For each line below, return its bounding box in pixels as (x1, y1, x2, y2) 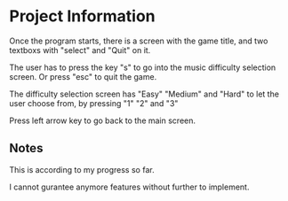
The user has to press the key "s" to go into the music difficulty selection (9, 62, 276, 73)
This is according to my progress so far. (9, 164, 155, 174)
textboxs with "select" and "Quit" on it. (9, 44, 151, 55)
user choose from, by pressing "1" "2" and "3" (9, 97, 179, 108)
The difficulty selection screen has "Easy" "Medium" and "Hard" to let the (9, 89, 280, 99)
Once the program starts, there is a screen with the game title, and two (9, 35, 268, 46)
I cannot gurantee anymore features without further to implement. (9, 182, 250, 192)
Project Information (9, 6, 156, 27)
